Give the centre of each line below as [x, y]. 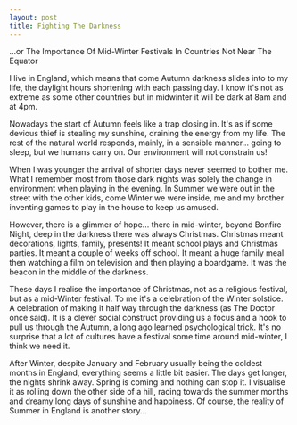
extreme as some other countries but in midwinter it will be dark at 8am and [148, 97]
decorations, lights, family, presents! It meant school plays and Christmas [144, 243]
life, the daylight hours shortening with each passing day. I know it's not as [146, 87]
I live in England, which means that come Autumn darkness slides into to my [148, 78]
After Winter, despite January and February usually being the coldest [136, 363]
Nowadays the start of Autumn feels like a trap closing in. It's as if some [141, 123]
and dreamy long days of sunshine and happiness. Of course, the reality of [147, 401]
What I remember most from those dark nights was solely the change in [140, 178]
